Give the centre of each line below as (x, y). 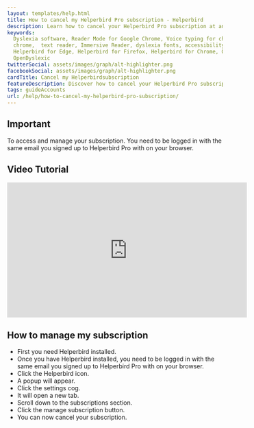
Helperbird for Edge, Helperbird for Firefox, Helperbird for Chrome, (116, 52)
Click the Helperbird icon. (53, 374)
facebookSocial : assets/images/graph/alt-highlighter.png (91, 71)
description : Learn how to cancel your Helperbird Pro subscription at (111, 26)
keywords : (21, 33)
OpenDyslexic (32, 58)
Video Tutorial (38, 170)
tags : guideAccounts (37, 90)
